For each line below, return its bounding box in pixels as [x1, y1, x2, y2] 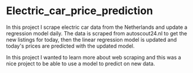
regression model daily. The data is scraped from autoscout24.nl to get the [6, 29, 187, 36]
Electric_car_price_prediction [6, 4, 153, 18]
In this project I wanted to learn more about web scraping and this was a [6, 54, 181, 61]
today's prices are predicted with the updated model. [6, 42, 135, 49]
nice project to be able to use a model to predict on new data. [6, 60, 155, 67]
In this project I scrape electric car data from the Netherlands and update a [6, 24, 188, 31]
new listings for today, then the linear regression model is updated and [6, 36, 177, 43]
